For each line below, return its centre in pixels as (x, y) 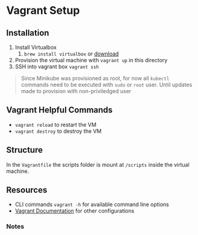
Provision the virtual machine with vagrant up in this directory (91, 60)
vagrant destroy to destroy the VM (58, 131)
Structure (25, 150)
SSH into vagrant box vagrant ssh (57, 66)
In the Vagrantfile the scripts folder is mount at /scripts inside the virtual (98, 164)
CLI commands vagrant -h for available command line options (92, 204)
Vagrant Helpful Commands (60, 110)
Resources (27, 190)
